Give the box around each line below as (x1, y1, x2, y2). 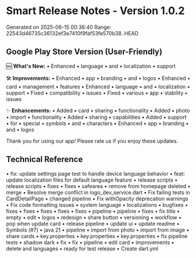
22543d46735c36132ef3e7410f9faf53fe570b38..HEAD (6, 29, 139, 36)
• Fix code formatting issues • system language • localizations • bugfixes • (6, 201, 188, 208)
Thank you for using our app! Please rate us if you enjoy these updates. (6, 137, 178, 145)
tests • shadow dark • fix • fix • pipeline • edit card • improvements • (6, 239, 174, 246)
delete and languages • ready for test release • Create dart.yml (6, 245, 159, 252)
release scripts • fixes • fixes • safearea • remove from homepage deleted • (6, 182, 191, 189)
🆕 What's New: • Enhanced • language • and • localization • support (6, 62, 176, 69)
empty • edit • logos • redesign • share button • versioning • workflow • (6, 213, 182, 221)
